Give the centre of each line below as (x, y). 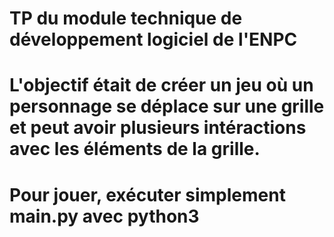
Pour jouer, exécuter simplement (147, 194)
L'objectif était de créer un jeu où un (161, 85)
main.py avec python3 (104, 216)
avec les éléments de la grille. (135, 149)
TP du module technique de (126, 18)
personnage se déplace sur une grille (167, 106)
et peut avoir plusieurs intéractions (158, 128)
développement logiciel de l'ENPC (153, 39)
